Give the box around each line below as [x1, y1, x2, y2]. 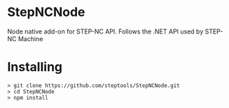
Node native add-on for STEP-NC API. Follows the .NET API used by [7, 27, 204, 36]
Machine [18, 34, 43, 43]
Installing [7, 59, 63, 75]
